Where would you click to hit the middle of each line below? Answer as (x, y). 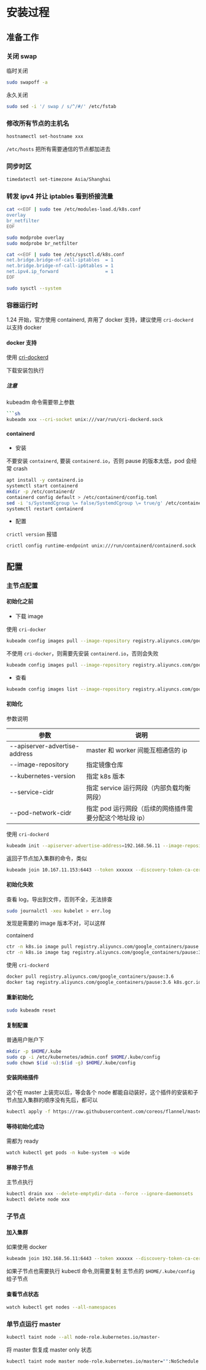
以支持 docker (24, 327)
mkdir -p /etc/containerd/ (41, 492)
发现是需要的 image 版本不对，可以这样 (56, 923)
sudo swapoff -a (27, 82)
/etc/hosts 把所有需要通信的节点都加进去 (59, 149)
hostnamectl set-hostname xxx (45, 136)
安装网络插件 (22, 1077)
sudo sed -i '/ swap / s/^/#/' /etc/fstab (61, 106)
